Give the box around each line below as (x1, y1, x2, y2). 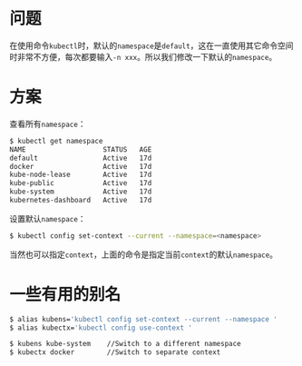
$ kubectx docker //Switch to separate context (9, 348, 221, 357)
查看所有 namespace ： (9, 118, 86, 129)
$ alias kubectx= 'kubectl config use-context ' (9, 323, 193, 332)
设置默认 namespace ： (9, 213, 86, 223)
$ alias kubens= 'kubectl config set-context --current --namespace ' (9, 314, 278, 323)
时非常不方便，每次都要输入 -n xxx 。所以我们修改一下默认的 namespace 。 (9, 51, 278, 62)
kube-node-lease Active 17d (9, 170, 152, 180)
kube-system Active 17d (9, 187, 152, 196)
